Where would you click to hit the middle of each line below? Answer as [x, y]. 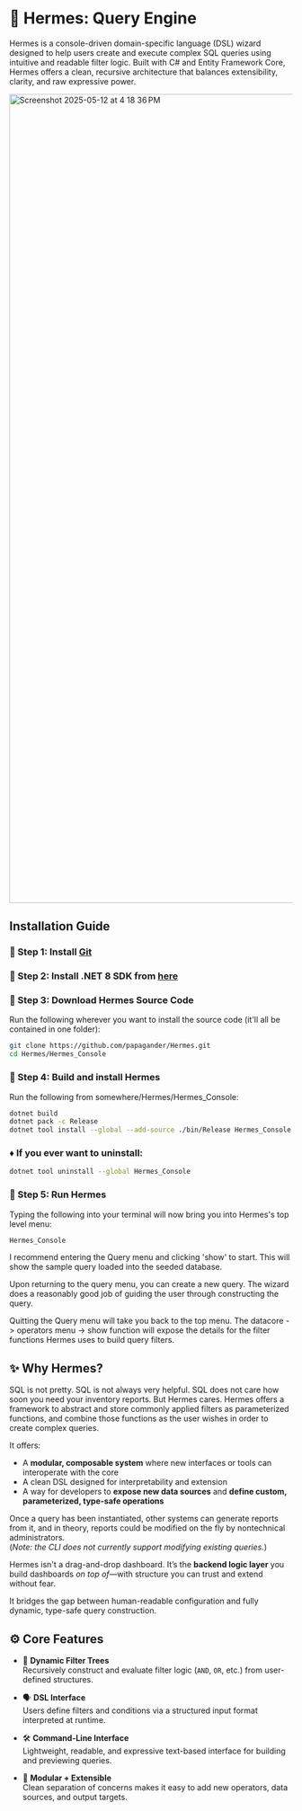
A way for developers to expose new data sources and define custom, [155, 1492]
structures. [74, 1680]
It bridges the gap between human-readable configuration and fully [134, 1601]
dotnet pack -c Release [54, 1122]
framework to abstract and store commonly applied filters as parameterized [149, 1409]
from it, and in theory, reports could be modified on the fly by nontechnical [147, 1528]
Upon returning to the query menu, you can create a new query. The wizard [149, 1284]
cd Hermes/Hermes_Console [58, 1054]
